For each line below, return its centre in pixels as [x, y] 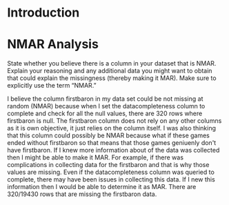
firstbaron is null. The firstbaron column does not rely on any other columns [114, 121]
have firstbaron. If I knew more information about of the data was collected [113, 150]
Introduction [43, 13]
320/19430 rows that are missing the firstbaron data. [82, 194]
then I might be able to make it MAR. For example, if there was [96, 157]
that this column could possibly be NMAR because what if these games [109, 135]
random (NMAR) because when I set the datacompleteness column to [106, 106]
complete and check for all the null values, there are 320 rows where [105, 114]
